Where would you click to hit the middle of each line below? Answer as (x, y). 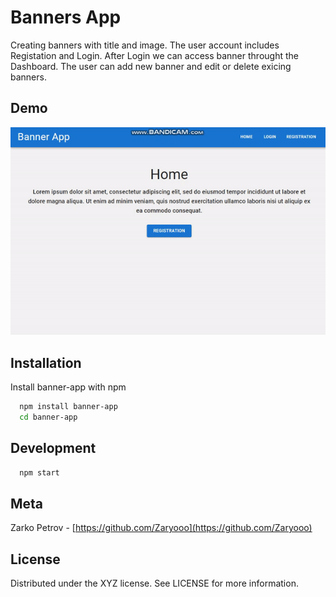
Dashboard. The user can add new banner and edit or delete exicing (151, 66)
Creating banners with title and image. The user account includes (145, 45)
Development (53, 448)
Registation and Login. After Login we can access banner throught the (154, 55)
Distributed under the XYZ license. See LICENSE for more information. (154, 583)
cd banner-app (48, 417)
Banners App (66, 17)
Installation (46, 362)
